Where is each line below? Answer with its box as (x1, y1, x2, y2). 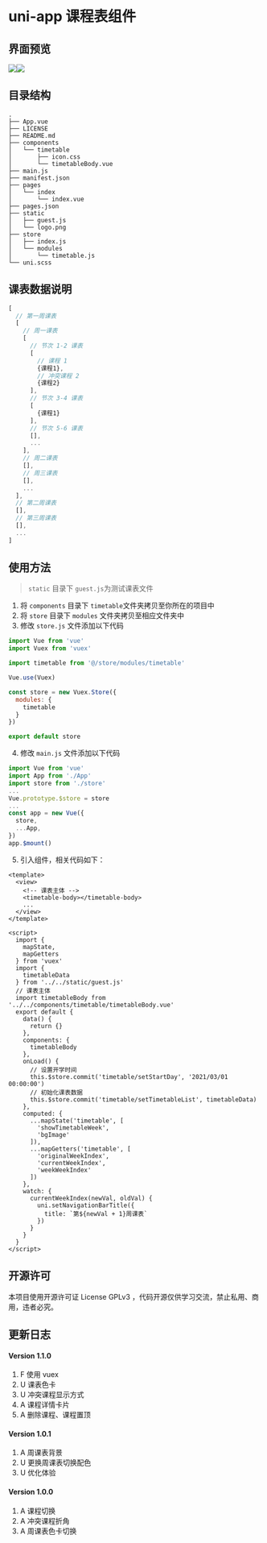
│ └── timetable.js (8, 251, 95, 259)
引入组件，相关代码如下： (19, 855, 105, 865)
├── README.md (8, 131, 56, 139)
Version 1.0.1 (8, 1429, 51, 1438)
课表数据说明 (8, 283, 72, 297)
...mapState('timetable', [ (29, 1117, 125, 1125)
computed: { (23, 1110, 63, 1118)
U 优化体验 (19, 1468, 56, 1478)
